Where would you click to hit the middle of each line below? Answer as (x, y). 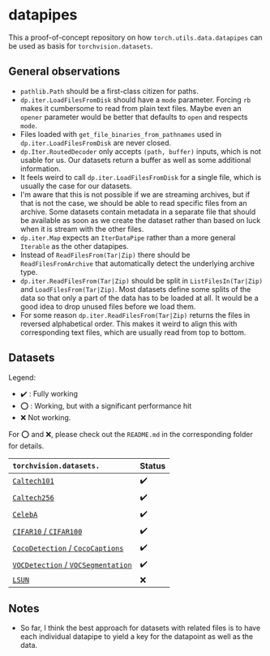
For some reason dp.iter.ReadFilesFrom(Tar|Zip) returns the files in (135, 315)
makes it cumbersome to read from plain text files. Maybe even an (131, 108)
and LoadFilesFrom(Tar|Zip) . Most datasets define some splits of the (135, 289)
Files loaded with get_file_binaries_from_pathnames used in (121, 134)
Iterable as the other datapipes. (74, 246)
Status (153, 465)
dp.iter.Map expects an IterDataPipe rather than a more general (128, 238)
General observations (64, 72)
